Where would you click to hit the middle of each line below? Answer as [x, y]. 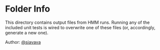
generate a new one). [27, 33]
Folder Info [28, 9]
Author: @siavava [23, 42]
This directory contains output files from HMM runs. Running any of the [78, 22]
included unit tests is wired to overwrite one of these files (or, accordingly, [80, 27]
